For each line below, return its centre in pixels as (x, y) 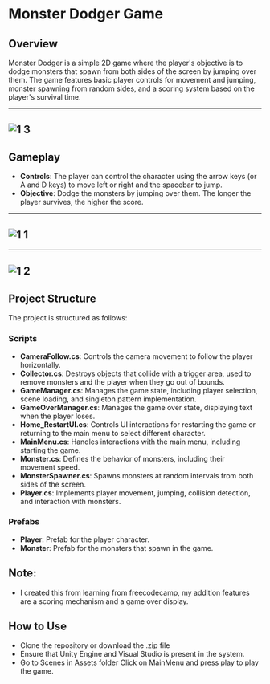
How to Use (38, 627)
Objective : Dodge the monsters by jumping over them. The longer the (135, 193)
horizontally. (41, 364)
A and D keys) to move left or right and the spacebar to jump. (121, 185)
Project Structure (52, 298)
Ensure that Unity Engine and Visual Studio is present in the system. (132, 654)
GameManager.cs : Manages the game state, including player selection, (139, 390)
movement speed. (50, 467)
